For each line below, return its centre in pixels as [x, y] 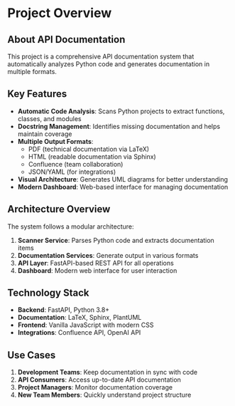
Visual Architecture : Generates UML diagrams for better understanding [123, 179]
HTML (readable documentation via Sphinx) [92, 156]
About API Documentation [66, 40]
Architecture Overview [59, 209]
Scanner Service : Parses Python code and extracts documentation [116, 240]
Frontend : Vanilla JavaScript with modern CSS [86, 325]
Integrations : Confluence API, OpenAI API [79, 333]
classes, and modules [49, 118]
